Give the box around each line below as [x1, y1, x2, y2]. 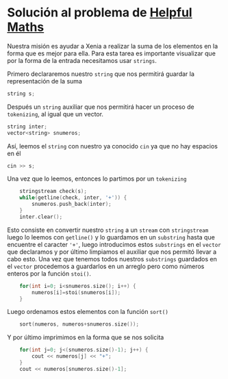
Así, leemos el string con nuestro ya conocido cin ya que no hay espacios [7, 142, 218, 150]
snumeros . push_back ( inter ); [31, 200, 112, 208]
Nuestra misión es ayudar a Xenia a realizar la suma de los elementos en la [7, 42, 218, 50]
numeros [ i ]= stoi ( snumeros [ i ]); [31, 289, 121, 296]
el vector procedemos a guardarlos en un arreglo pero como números [7, 262, 205, 270]
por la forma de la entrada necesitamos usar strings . [7, 56, 157, 64]
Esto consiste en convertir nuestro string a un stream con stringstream [7, 226, 209, 234]
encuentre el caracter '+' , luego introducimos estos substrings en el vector [7, 240, 221, 248]
